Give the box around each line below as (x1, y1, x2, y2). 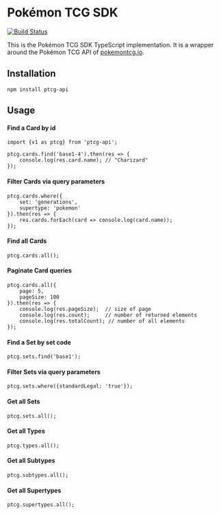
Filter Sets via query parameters (7, 368, 101, 376)
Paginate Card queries (7, 266, 72, 275)
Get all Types (7, 427, 46, 436)
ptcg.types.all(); (7, 442, 60, 449)
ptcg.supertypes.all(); (7, 501, 75, 508)
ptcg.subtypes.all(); (7, 471, 69, 479)
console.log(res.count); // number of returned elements (19, 312, 197, 318)
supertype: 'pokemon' (19, 204, 81, 212)
